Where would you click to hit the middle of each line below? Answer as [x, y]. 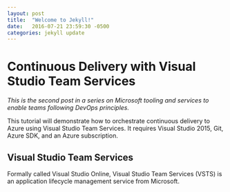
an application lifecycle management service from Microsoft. [93, 181]
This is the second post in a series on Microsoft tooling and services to [108, 100]
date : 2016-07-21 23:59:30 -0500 [58, 26]
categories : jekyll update [46, 33]
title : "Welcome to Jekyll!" [51, 20]
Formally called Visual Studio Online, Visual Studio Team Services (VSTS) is [115, 174]
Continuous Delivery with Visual [102, 67]
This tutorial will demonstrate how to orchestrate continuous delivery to [109, 121]
